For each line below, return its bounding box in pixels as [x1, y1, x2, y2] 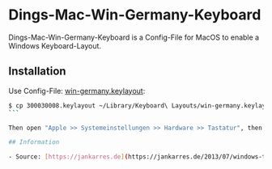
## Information [8, 138, 60, 146]
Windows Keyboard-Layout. [8, 40, 102, 50]
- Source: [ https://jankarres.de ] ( [8, 153, 129, 161]
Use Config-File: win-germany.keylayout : [8, 86, 146, 95]
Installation [8, 65, 66, 78]
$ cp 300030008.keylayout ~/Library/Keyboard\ [8, 101, 168, 110]
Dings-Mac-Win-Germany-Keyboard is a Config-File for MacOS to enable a [8, 32, 260, 42]
